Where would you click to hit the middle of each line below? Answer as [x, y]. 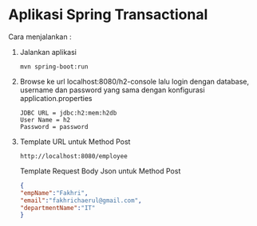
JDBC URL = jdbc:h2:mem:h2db [68, 113]
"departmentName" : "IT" [57, 208]
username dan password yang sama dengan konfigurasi [112, 90]
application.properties [56, 98]
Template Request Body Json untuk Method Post [100, 171]
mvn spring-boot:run [54, 66]
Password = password [54, 127]
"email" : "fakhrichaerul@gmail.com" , [81, 201]
